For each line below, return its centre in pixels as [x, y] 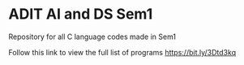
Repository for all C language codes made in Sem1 [92, 37]
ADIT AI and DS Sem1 [81, 14]
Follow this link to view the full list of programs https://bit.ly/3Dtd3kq [122, 52]
